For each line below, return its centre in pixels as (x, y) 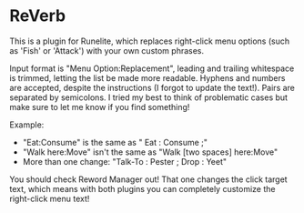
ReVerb (38, 16)
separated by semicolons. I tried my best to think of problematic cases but (149, 97)
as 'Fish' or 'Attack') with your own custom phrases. (107, 50)
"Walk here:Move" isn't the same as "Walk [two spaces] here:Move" (150, 152)
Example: (27, 125)
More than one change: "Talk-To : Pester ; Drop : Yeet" (125, 161)
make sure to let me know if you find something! (100, 106)
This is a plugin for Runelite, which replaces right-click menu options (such (149, 41)
